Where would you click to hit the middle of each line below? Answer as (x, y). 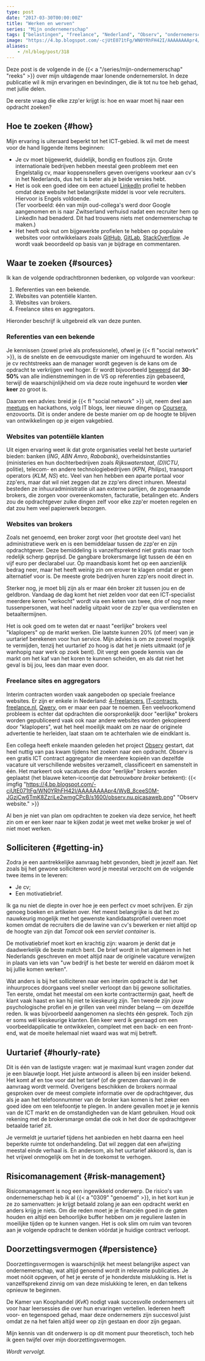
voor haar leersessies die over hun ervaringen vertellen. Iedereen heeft (95, 1308)
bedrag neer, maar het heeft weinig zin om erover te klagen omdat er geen (100, 570)
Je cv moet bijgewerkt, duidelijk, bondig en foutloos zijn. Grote (94, 159)
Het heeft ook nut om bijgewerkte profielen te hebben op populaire (99, 231)
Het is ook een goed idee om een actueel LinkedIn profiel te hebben (100, 185)
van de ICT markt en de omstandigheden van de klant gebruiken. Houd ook (101, 1113)
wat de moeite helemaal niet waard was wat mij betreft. (88, 1033)
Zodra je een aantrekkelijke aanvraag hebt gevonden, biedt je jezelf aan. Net (102, 862)
